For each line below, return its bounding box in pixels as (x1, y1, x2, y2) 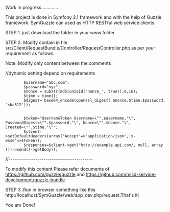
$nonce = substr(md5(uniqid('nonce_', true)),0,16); (23, 89, 138, 94)
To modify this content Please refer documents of (5, 166, 110, 172)
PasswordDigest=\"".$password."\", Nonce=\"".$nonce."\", (5, 120, 131, 125)
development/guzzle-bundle (5, 177, 65, 183)
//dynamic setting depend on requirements (5, 70, 95, 76)
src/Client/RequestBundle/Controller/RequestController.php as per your (5, 45, 156, 51)
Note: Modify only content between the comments (5, 60, 111, 66)
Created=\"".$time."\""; (5, 125, 58, 130)
